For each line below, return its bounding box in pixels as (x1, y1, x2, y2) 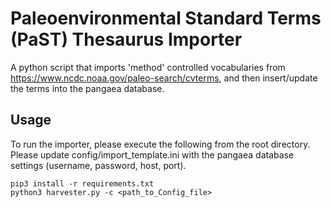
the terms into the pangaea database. (10, 82, 165, 94)
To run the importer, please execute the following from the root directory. (10, 138, 311, 150)
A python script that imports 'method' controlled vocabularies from (10, 61, 286, 73)
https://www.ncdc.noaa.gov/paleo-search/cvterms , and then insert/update (10, 72, 318, 84)
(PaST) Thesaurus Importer (10, 28, 243, 51)
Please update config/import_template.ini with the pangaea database (10, 148, 295, 161)
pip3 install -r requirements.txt (10, 178, 155, 189)
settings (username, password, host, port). (10, 159, 187, 171)
